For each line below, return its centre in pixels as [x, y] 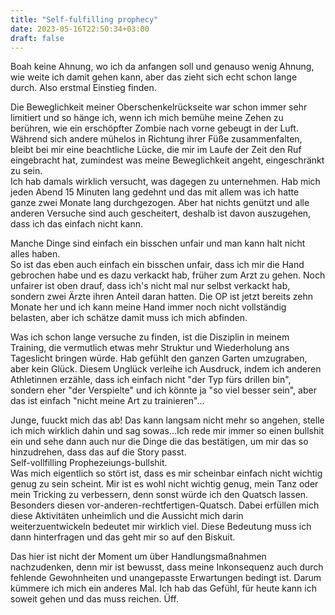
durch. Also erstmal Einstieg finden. [83, 88]
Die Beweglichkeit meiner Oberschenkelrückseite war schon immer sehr [159, 107]
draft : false [37, 38]
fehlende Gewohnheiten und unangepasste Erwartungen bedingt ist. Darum [166, 578]
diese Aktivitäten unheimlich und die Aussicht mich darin [127, 516]
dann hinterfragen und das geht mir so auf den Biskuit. [123, 537]
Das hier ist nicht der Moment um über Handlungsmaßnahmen [138, 557]
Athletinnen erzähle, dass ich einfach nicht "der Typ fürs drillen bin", [151, 380]
